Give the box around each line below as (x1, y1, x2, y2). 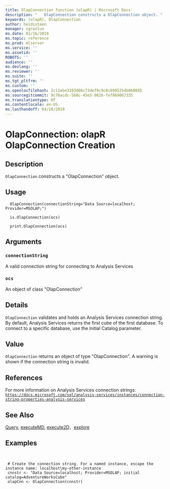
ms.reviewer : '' (5, 69, 40, 74)
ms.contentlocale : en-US (5, 102, 58, 107)
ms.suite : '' (5, 74, 33, 79)
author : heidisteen (5, 21, 47, 27)
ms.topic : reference (5, 36, 49, 41)
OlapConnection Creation (5, 139, 116, 151)
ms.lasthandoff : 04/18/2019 (5, 107, 65, 112)
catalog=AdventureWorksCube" (5, 474, 67, 480)
